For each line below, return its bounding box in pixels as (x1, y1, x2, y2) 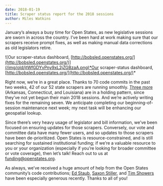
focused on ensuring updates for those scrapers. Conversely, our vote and (5, 125, 154, 131)
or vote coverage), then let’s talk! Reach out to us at (5, 151, 108, 156)
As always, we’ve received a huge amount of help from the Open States (5, 165, 148, 171)
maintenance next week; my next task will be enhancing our (21, 105, 142, 111)
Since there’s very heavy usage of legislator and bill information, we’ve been (5, 119, 158, 125)
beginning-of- (125, 100, 153, 106)
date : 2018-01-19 (5, 7, 40, 12)
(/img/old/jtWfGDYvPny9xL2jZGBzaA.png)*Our (5, 65, 99, 70)
